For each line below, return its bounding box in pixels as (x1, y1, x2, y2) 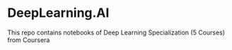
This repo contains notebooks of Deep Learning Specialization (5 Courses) (7, 28, 225, 37)
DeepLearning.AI (7, 5, 110, 21)
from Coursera (7, 35, 50, 44)
